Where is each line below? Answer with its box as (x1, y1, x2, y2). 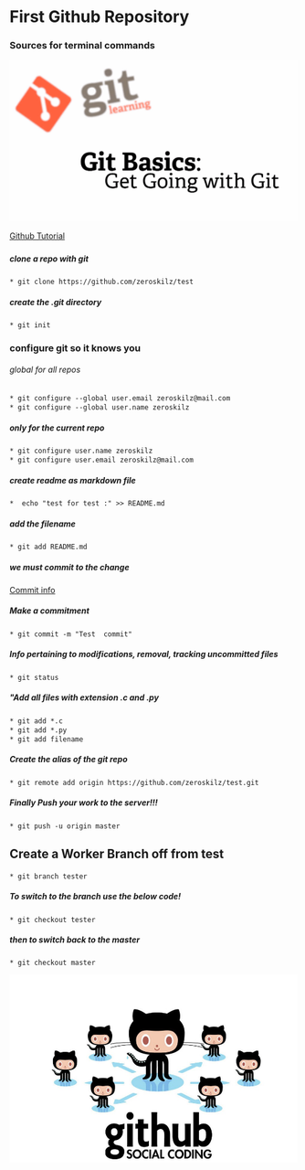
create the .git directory (9, 296, 102, 307)
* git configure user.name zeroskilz (9, 446, 153, 455)
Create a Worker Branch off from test (9, 846, 225, 862)
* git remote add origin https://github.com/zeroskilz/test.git (9, 778, 259, 787)
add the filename (9, 518, 76, 529)
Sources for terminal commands (9, 39, 155, 52)
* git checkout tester (9, 915, 96, 924)
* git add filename (9, 734, 84, 744)
